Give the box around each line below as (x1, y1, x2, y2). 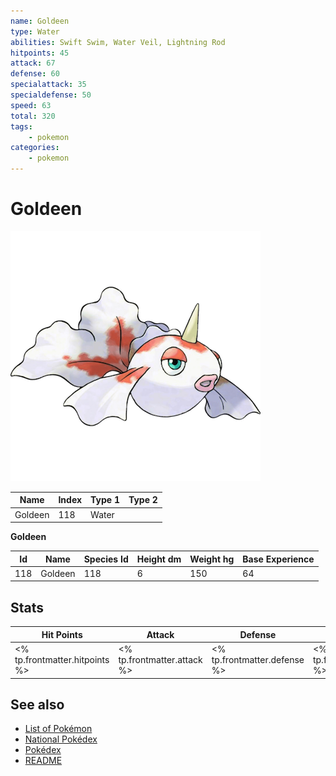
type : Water (10, 26, 60, 37)
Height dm (136, 553, 182, 565)
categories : (10, 143, 60, 153)
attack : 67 (10, 58, 56, 69)
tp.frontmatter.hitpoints (14, 654, 110, 665)
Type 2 (128, 494, 158, 506)
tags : (10, 121, 33, 132)
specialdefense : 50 (10, 90, 92, 100)
